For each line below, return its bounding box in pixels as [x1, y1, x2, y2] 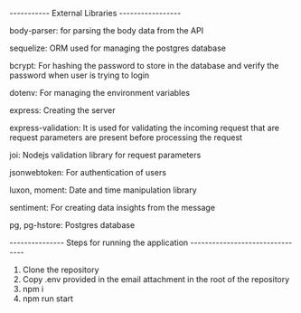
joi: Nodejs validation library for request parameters [9, 149, 202, 160]
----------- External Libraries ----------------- [9, 8, 182, 18]
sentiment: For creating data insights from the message [9, 203, 215, 213]
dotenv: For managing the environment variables [9, 88, 191, 98]
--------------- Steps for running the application [9, 237, 189, 248]
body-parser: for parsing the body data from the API [9, 25, 204, 35]
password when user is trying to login [9, 70, 150, 81]
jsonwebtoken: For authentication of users [9, 167, 167, 177]
